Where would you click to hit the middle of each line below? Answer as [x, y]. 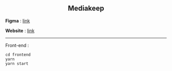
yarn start [17, 63]
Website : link [20, 31]
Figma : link [18, 20]
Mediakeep [86, 8]
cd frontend [18, 55]
